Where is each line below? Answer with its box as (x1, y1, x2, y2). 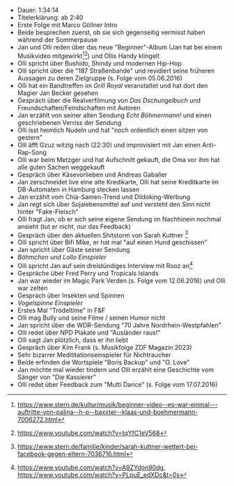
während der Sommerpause (17, 36, 98, 44)
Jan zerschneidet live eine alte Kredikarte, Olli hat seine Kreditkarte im (17, 177, 219, 186)
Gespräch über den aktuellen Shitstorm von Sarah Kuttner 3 (17, 230, 189, 240)
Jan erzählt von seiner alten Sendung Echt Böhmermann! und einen (17, 111, 212, 119)
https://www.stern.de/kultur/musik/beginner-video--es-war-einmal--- (17, 400, 218, 408)
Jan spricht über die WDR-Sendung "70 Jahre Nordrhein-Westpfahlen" (17, 321, 221, 329)
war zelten (17, 283, 48, 292)
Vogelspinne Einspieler (17, 298, 84, 307)
